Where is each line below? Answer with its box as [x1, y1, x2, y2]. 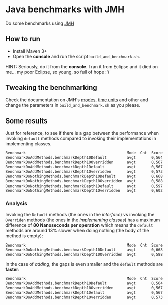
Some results [5, 116, 48, 125]
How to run [5, 35, 41, 43]
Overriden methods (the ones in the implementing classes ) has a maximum [5, 217, 160, 223]
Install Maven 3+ [12, 48, 47, 54]
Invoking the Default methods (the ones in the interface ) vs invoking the [5, 211, 155, 217]
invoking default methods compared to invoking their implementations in [5, 135, 157, 142]
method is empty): [5, 233, 43, 239]
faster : [5, 266, 20, 273]
